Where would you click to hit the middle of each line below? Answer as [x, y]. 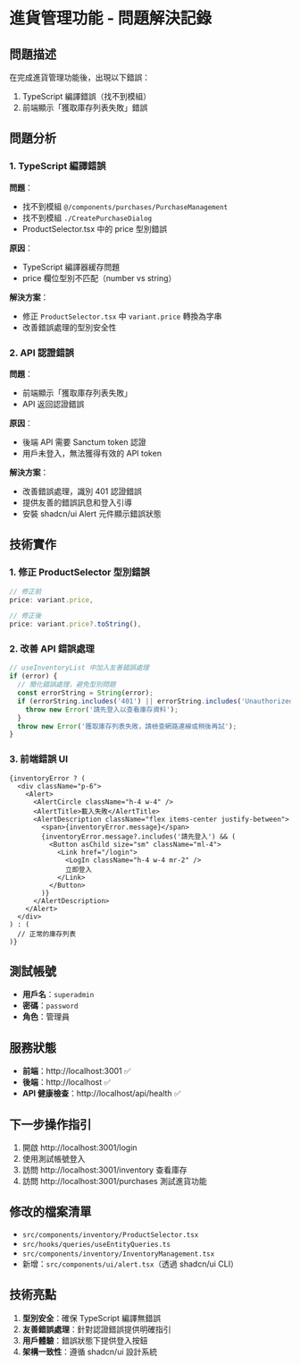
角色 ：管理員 [46, 1017]
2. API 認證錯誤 [42, 353]
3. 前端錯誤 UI [39, 759]
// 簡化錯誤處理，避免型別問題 [67, 685]
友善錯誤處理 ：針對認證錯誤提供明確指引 [96, 1329]
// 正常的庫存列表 [47, 934]
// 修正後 [25, 616]
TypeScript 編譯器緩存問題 [71, 267]
